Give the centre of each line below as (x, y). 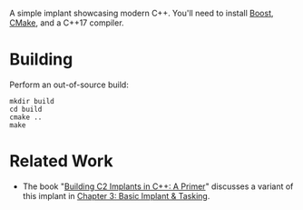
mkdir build (32, 101)
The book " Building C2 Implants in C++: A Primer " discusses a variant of (158, 186)
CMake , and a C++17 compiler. (67, 23)
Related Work (61, 161)
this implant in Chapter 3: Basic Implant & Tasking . (116, 195)
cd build (26, 109)
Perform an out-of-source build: (69, 85)
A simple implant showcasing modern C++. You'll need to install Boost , (142, 13)
